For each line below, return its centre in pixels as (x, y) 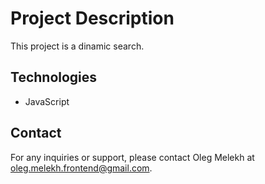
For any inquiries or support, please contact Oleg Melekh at (132, 157)
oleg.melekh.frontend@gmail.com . (81, 168)
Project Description (92, 18)
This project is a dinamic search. (77, 46)
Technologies (54, 77)
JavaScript (47, 101)
